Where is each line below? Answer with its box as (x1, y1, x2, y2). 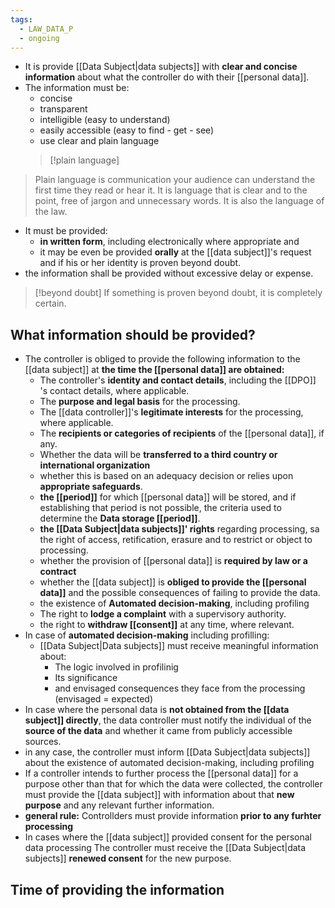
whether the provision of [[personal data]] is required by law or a (39, 555, 308, 567)
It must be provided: (24, 225, 108, 237)
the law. (34, 206, 68, 218)
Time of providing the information (10, 881, 225, 898)
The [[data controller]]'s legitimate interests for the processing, (39, 406, 304, 418)
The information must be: (24, 82, 130, 94)
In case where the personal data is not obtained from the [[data (24, 704, 290, 716)
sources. (24, 736, 62, 748)
